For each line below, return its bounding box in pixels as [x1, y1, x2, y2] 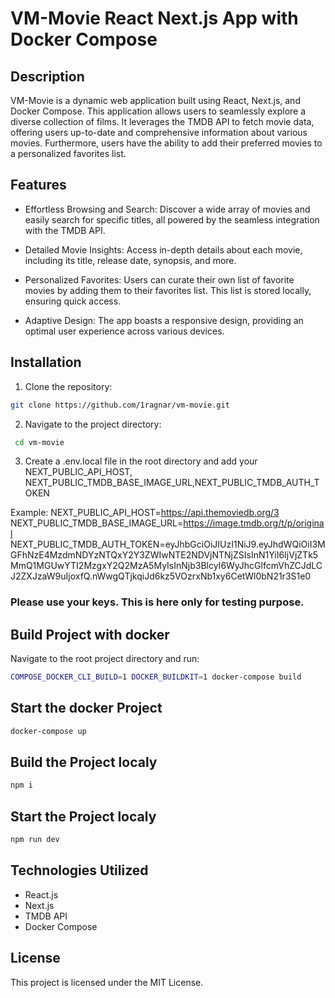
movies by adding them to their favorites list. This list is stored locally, [24, 284, 312, 296]
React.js [24, 888, 59, 901]
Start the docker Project [10, 700, 163, 717]
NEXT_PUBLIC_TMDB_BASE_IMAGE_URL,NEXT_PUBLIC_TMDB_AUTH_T [24, 477, 320, 489]
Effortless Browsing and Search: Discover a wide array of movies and [24, 203, 311, 215]
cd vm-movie [14, 437, 65, 447]
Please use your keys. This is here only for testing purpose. [10, 595, 305, 609]
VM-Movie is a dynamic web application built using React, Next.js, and [10, 95, 301, 106]
